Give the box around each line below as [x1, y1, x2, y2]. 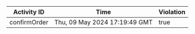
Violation [158, 8, 186, 16]
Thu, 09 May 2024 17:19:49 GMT [54, 18, 153, 26]
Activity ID [13, 8, 45, 16]
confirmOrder [9, 18, 49, 26]
